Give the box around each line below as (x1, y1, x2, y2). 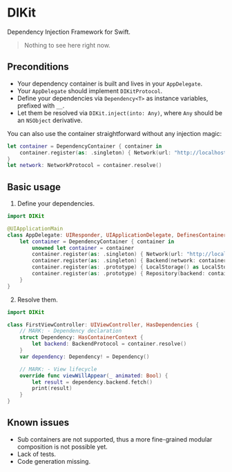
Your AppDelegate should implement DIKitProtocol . (17, 86, 163, 95)
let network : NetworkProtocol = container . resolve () (7, 162, 162, 169)
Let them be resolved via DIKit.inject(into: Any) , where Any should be (17, 108, 223, 117)
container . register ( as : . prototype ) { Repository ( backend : (32, 271, 206, 277)
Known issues (7, 417, 70, 429)
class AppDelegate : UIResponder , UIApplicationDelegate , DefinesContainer (7, 231, 227, 239)
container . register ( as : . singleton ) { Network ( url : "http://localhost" (19, 149, 230, 156)
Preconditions (7, 61, 69, 73)
